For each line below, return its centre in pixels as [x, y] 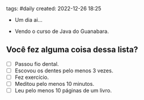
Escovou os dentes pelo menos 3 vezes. [64, 71]
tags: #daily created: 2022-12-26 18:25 [54, 9]
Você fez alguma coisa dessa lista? [72, 50]
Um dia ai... [28, 20]
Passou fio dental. [37, 64]
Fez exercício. [32, 77]
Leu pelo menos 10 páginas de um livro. [63, 91]
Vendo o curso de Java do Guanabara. [62, 31]
